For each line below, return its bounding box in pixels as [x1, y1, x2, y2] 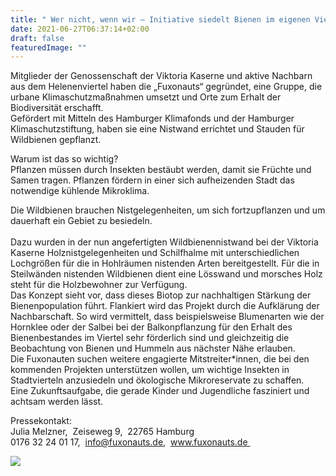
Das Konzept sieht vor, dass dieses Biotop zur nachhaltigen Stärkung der [10, 289, 312, 301]
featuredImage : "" [10, 42, 87, 53]
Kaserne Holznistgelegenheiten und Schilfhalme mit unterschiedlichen [10, 247, 300, 259]
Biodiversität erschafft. [10, 102, 104, 114]
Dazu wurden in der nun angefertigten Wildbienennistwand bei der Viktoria [10, 236, 319, 248]
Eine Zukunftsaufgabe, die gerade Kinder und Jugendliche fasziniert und [10, 385, 310, 397]
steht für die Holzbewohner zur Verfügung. [10, 279, 188, 291]
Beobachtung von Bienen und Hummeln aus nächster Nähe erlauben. [10, 342, 296, 355]
